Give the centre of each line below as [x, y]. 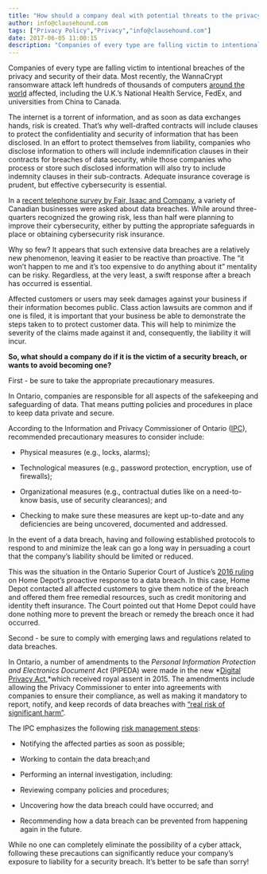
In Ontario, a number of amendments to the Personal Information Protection [132, 662]
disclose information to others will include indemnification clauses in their [128, 151]
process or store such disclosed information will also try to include [117, 168]
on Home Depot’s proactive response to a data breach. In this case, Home [129, 580]
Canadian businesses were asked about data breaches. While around [122, 209]
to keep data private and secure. [62, 413]
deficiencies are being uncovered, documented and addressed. [124, 524]
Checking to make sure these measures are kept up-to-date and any [132, 515]
